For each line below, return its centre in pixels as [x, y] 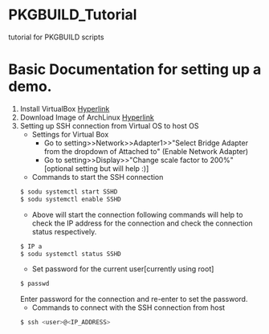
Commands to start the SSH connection [98, 177]
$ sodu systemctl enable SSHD [71, 199]
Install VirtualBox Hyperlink [65, 108]
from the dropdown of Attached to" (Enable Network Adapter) [146, 151]
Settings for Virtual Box [70, 134]
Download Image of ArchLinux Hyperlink [87, 117]
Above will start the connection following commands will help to [137, 214]
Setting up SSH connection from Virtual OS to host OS [109, 125]
